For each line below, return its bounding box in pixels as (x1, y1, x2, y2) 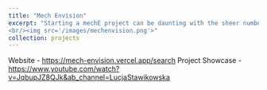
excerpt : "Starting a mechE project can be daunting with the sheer (8, 19, 240, 27)
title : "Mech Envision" (8, 11, 87, 20)
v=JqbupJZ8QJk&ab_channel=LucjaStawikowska (8, 72, 171, 82)
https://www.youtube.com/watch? (8, 65, 120, 74)
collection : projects (8, 33, 80, 42)
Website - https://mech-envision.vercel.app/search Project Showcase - (8, 56, 242, 65)
